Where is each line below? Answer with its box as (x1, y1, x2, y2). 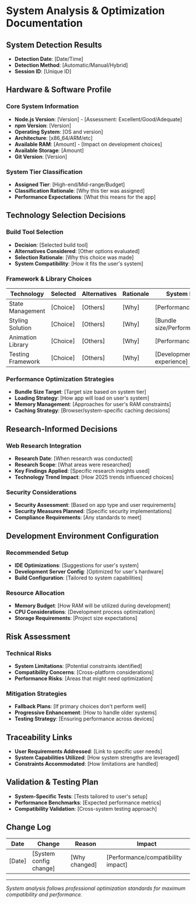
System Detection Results (6, 40, 102, 50)
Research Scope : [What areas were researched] (14, 461, 131, 468)
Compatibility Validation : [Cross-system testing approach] (14, 805, 157, 812)
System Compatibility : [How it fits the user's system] (14, 260, 143, 267)
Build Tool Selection (6, 228, 64, 236)
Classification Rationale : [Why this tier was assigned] (14, 187, 145, 194)
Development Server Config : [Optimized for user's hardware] (14, 568, 164, 575)
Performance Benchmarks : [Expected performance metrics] (14, 799, 162, 806)
